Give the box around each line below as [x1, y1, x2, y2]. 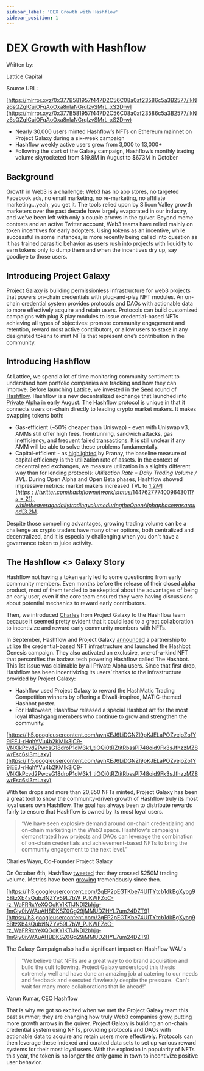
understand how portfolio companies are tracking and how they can [6, 379, 177, 386]
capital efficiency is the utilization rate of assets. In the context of [15, 456, 179, 463]
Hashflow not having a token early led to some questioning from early [6, 573, 181, 581]
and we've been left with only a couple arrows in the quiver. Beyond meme [6, 214, 194, 221]
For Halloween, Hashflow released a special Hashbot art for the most [15, 706, 188, 713]
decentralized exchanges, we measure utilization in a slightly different [15, 462, 191, 469]
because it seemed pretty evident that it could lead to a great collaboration [6, 617, 194, 625]
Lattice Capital [6, 73, 43, 80]
